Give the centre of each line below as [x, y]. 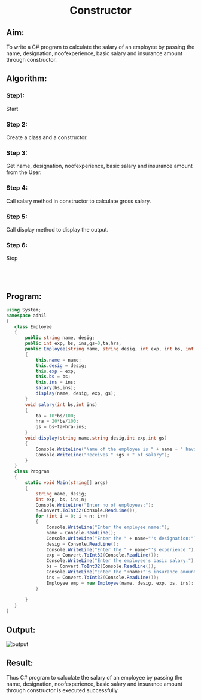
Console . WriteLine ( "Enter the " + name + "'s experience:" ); [121, 549]
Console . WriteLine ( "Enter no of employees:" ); [95, 505]
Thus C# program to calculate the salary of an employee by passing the [95, 677]
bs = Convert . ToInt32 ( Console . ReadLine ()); [101, 567]
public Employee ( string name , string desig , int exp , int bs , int [109, 349]
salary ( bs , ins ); [56, 388]
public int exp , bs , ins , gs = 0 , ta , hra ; [73, 343]
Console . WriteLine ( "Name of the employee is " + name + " [109, 449]
